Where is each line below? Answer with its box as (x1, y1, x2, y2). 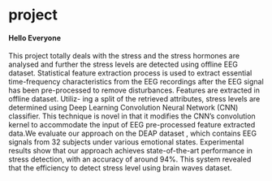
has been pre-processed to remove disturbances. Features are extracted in (8, 85, 261, 95)
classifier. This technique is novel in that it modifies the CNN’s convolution (8, 111, 256, 121)
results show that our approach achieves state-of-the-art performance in (8, 146, 253, 156)
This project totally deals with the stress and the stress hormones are (8, 51, 240, 61)
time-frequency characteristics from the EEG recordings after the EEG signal (8, 77, 264, 87)
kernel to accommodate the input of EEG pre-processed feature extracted (8, 120, 256, 130)
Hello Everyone (8, 32, 62, 42)
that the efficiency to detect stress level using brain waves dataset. (8, 163, 233, 173)
